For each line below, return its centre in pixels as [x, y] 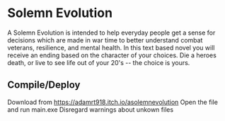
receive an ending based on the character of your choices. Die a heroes [112, 55]
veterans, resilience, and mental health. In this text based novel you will [111, 47]
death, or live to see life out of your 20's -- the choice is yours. [99, 62]
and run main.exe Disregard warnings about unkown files [91, 109]
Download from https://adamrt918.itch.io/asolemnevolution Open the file [112, 102]
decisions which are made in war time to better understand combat [105, 40]
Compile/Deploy [44, 85]
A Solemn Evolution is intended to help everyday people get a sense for [111, 33]
